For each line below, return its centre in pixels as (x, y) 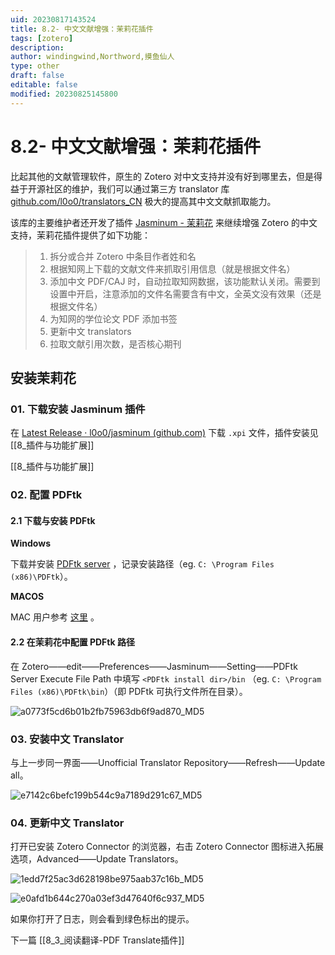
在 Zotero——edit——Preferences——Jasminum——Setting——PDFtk (154, 666)
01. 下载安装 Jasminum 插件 (78, 409)
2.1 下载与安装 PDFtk (53, 520)
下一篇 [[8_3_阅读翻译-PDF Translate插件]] (97, 940)
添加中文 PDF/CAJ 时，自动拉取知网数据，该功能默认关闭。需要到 (185, 281)
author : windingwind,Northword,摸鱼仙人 (92, 57)
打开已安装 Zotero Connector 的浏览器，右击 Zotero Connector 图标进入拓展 (167, 847)
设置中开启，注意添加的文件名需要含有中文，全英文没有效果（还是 (185, 293)
